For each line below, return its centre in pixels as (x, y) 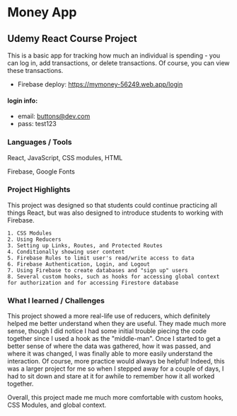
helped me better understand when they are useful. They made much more (117, 324)
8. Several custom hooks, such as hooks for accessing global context (114, 276)
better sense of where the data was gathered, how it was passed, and (109, 346)
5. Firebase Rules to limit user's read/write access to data (101, 258)
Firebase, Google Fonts (41, 172)
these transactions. (35, 71)
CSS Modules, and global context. (57, 405)
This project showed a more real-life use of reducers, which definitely (109, 316)
